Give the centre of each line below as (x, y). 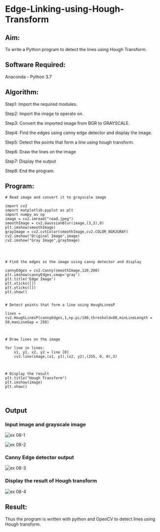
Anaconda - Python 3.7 (28, 77)
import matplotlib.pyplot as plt (39, 210)
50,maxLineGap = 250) (27, 322)
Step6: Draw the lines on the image (40, 151)
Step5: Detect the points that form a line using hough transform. (70, 142)
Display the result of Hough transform (51, 481)
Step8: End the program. (30, 171)
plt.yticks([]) (21, 288)
